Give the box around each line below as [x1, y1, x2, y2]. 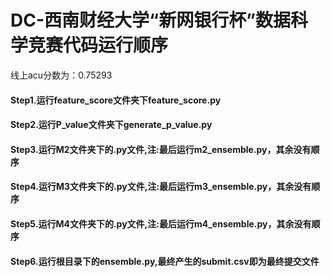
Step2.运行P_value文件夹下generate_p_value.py [10, 119, 213, 131]
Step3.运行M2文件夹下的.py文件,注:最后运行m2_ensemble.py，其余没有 [10, 143, 312, 155]
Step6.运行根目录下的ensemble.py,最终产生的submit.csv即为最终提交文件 [10, 255, 320, 267]
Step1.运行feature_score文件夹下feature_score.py [10, 94, 222, 106]
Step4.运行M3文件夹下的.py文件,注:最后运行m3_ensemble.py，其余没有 [10, 181, 312, 193]
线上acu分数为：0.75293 [10, 69, 113, 81]
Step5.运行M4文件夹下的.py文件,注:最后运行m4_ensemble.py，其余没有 [10, 217, 312, 230]
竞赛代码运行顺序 [28, 34, 169, 57]
